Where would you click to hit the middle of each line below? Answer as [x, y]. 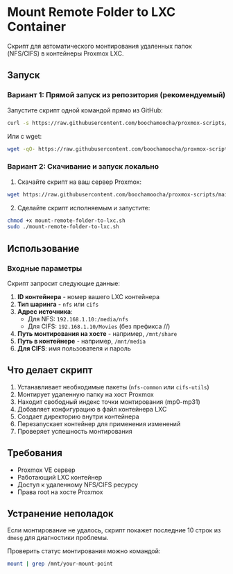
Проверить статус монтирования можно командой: [84, 551]
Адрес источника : [45, 311]
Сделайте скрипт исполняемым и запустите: [84, 208]
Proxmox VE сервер [46, 470]
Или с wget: [25, 136]
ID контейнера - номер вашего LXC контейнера [88, 296]
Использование [43, 248]
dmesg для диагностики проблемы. [58, 538]
